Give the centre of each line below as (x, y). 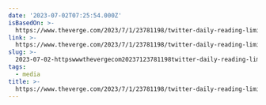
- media (28, 74)
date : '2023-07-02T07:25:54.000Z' (65, 15)
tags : (17, 67)
